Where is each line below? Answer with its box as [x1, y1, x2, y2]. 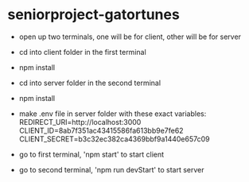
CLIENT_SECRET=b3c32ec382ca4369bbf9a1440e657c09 [18, 134, 210, 144]
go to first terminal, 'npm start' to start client [18, 149, 165, 159]
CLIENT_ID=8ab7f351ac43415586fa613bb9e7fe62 [18, 126, 184, 135]
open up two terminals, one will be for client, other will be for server [18, 32, 242, 41]
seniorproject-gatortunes [7, 6, 180, 24]
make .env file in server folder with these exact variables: [18, 109, 207, 118]
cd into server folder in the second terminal [18, 78, 161, 87]
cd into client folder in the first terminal [18, 47, 146, 56]
